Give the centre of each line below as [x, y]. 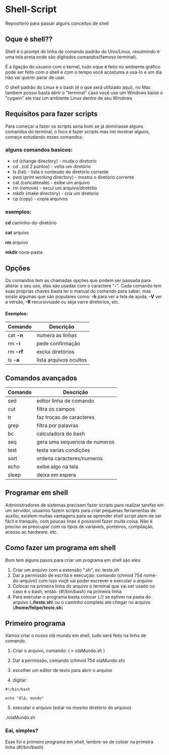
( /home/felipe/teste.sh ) [38, 607]
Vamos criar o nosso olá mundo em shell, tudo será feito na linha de [76, 635]
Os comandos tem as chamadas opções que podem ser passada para [78, 280]
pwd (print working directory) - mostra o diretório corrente [73, 177]
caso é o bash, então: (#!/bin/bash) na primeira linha [67, 591]
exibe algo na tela [57, 466]
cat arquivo [17, 233]
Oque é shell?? [29, 39]
